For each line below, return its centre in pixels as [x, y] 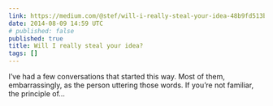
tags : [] [23, 53]
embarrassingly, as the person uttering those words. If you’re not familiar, [131, 85]
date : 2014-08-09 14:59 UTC [56, 23]
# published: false [41, 31]
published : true [36, 38]
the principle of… [37, 93]
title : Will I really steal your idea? [76, 46]
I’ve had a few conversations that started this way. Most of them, [117, 76]
